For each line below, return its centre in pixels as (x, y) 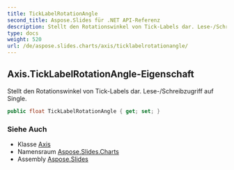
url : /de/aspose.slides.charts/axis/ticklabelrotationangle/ (98, 46)
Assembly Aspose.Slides (53, 159)
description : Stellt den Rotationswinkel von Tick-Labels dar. (101, 26)
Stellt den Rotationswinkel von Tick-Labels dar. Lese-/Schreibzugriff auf (110, 91)
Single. (17, 98)
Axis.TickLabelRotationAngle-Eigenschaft (101, 74)
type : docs (23, 33)
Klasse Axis (34, 144)
